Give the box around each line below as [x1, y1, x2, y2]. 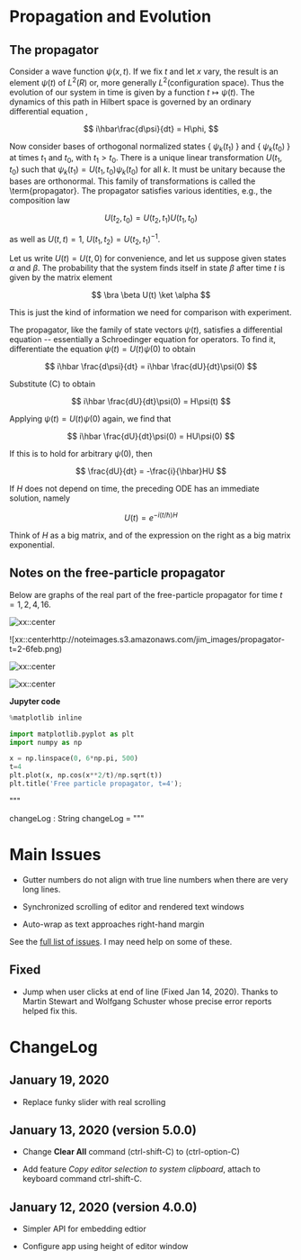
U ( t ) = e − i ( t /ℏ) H [124, 511, 178, 523]
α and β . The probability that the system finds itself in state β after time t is [9, 263, 286, 274]
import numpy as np [9, 738, 83, 747]
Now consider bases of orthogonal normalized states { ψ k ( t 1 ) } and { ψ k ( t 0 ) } [9, 141, 290, 154]
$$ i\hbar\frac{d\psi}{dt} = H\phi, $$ [83, 123, 219, 134]
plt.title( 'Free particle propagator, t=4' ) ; [9, 779, 182, 789]
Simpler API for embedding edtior [22, 1223, 146, 1235]
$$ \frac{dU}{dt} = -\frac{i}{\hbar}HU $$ [75, 466, 227, 476]
